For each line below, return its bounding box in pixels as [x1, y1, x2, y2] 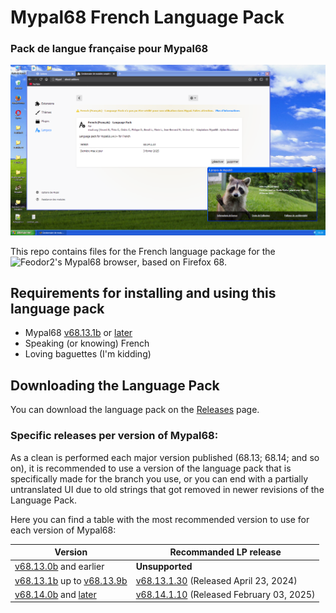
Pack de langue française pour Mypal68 [10, 42, 209, 56]
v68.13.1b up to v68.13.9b [14, 574, 128, 586]
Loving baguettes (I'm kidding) [24, 348, 152, 360]
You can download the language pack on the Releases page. [10, 404, 260, 416]
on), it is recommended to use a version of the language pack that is [10, 462, 292, 474]
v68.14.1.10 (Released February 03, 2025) [135, 588, 316, 600]
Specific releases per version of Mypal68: [10, 429, 219, 443]
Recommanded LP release [169, 546, 282, 558]
